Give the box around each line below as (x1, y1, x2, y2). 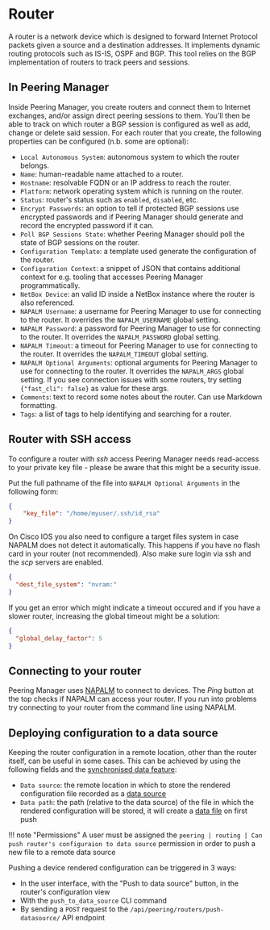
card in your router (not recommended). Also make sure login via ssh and (8, 549, 251, 559)
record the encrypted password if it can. (19, 220, 155, 230)
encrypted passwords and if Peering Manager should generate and (19, 211, 243, 222)
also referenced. (19, 298, 75, 307)
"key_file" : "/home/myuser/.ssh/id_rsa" (23, 510, 160, 518)
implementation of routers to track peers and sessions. (8, 57, 191, 67)
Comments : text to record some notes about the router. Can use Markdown (19, 392, 263, 402)
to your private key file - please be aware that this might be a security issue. (8, 462, 261, 472)
